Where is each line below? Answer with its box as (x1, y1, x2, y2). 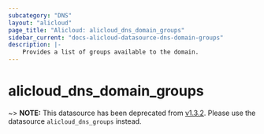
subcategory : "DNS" (8, 11, 73, 20)
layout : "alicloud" (8, 19, 73, 27)
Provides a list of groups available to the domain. (22, 48, 199, 56)
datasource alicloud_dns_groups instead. (8, 116, 142, 126)
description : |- (8, 41, 61, 49)
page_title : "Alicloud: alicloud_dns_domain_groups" (8, 26, 185, 34)
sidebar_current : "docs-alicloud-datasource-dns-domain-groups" (8, 33, 224, 42)
